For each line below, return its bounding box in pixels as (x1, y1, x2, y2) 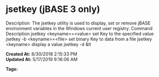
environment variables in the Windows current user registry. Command (6, 25, 153, 31)
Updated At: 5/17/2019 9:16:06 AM (6, 56, 77, 62)
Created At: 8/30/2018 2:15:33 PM (6, 51, 77, 57)
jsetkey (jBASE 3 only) (6, 3, 100, 15)
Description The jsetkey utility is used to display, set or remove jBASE (6, 20, 150, 26)
